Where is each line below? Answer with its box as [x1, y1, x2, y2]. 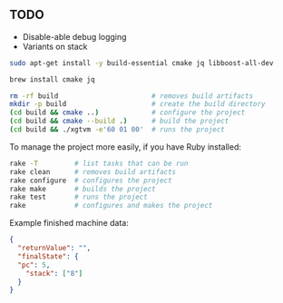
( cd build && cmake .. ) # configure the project [9, 108, 246, 117]
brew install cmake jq [9, 74, 95, 84]
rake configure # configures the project [9, 176, 172, 185]
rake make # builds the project [9, 184, 156, 193]
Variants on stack [22, 41, 88, 52]
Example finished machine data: [9, 218, 129, 229]
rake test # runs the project [9, 192, 148, 202]
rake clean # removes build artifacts [9, 167, 177, 176]
